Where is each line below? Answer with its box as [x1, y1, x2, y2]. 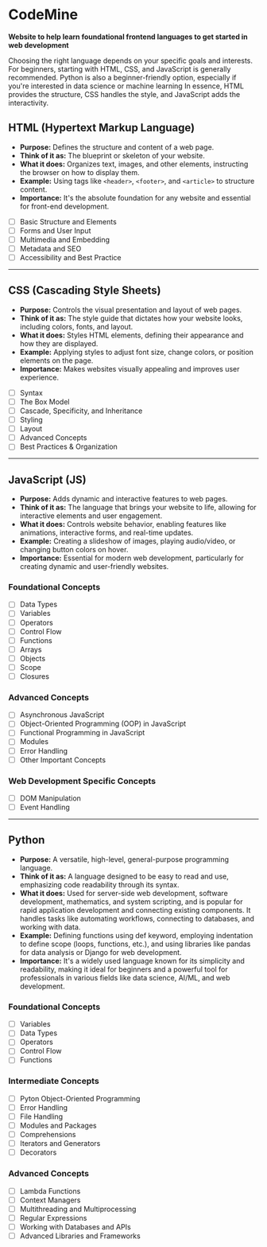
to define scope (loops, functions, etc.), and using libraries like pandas [19, 939, 251, 949]
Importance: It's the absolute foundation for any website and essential [19, 193, 251, 202]
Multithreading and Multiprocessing [19, 1204, 137, 1214]
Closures [19, 671, 50, 681]
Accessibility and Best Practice [19, 253, 122, 262]
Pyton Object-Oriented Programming [19, 1093, 141, 1103]
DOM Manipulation [19, 793, 82, 803]
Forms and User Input [19, 225, 91, 236]
